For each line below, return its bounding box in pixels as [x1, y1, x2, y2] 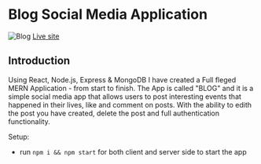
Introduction [8, 54, 71, 67]
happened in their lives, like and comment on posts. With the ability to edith [8, 100, 252, 109]
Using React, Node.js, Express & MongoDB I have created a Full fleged [8, 75, 237, 84]
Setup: [8, 132, 30, 141]
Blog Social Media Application [8, 5, 208, 24]
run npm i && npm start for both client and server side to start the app [19, 147, 247, 156]
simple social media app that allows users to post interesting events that [8, 92, 242, 101]
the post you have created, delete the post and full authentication [8, 108, 220, 118]
